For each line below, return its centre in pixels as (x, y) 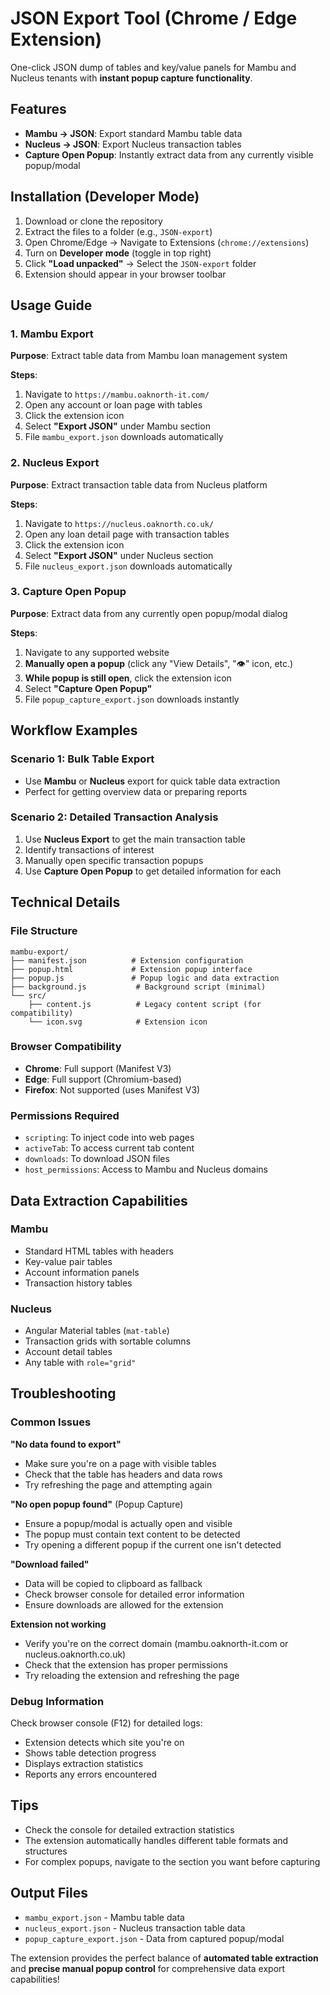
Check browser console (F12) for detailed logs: (106, 1723)
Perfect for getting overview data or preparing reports (136, 791)
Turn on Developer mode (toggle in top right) (118, 253)
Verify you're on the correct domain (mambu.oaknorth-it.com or (156, 1643)
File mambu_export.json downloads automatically (124, 437)
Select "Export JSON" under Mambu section (117, 426)
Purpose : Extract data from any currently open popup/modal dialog (149, 613)
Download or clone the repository (93, 221)
